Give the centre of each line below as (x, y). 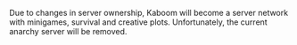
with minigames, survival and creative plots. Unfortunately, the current (138, 22)
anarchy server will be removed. (68, 31)
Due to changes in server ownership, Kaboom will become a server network (148, 13)
